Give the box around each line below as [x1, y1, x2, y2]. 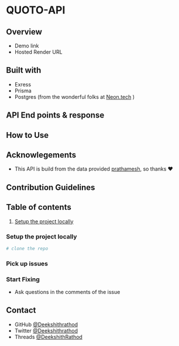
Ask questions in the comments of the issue [14, 289, 121, 295]
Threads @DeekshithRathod [14, 333, 83, 340]
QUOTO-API [6, 4, 66, 17]
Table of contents [6, 202, 71, 212]
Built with [6, 65, 42, 75]
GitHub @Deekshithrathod [14, 321, 78, 328]
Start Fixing [6, 275, 40, 283]
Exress [14, 81, 31, 88]
